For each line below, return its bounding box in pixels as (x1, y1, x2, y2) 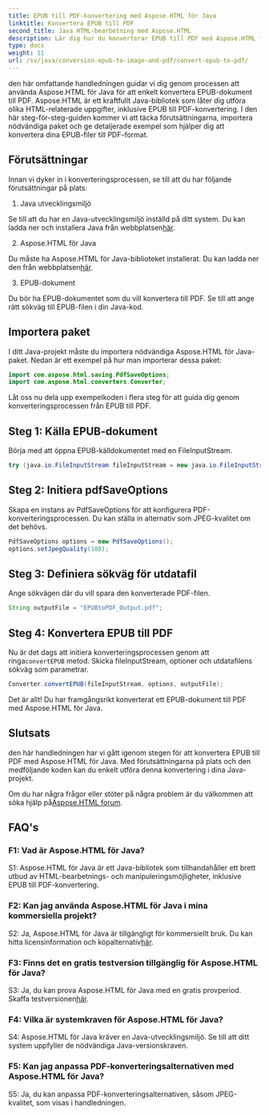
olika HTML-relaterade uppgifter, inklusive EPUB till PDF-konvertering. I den (8, 104, 258, 113)
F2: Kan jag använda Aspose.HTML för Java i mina (8, 901, 208, 912)
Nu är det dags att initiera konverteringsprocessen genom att (8, 647, 210, 657)
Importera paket (8, 325, 90, 339)
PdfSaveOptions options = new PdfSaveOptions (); (8, 537, 174, 545)
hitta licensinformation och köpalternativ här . (8, 937, 154, 946)
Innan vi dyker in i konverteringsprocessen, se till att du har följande (8, 174, 232, 184)
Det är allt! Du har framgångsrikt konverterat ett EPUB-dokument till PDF (8, 694, 247, 704)
